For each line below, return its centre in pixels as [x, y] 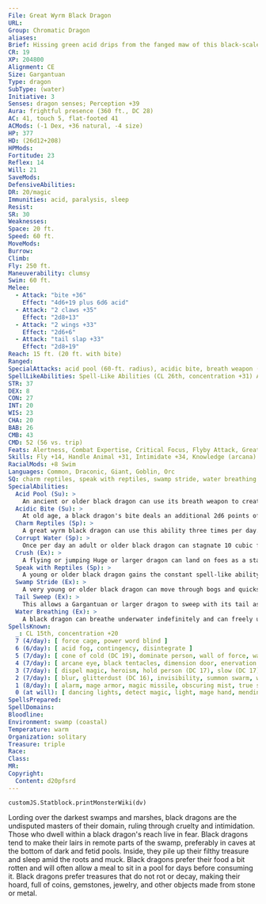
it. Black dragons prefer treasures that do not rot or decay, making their [124, 876]
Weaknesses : [28, 222]
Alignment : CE [32, 67]
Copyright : [26, 773]
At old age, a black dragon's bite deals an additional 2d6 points [136, 516]
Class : [19, 759]
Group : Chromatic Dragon [49, 30]
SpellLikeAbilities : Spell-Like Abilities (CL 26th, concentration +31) [131, 376]
